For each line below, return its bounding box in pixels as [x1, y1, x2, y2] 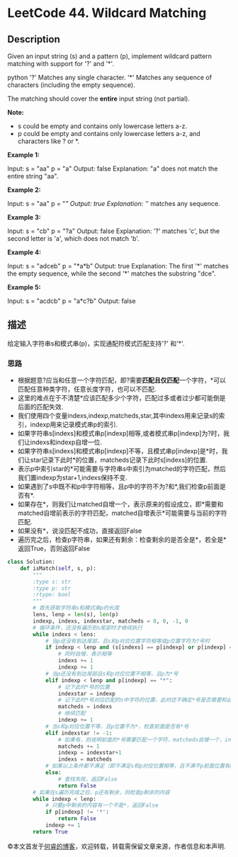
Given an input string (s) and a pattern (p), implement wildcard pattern [7, 52, 212, 60]
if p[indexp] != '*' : [45, 809, 110, 816]
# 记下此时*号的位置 [57, 683, 110, 691]
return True [33, 828, 69, 835]
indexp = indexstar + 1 [57, 749, 122, 756]
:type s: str [33, 578, 72, 585]
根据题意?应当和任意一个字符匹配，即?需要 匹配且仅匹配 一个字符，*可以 [17, 376, 227, 385]
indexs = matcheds [57, 756, 113, 763]
